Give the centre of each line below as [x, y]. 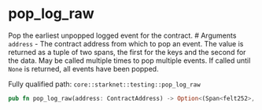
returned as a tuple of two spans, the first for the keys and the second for [127, 52]
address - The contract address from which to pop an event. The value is [126, 43]
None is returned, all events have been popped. [83, 68]
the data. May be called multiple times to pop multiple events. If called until [129, 60]
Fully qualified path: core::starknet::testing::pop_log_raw [104, 84]
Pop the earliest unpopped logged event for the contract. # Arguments [122, 35]
